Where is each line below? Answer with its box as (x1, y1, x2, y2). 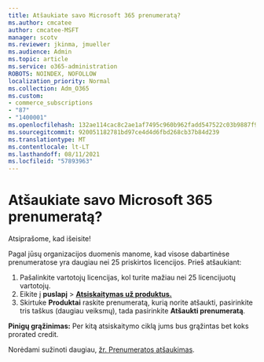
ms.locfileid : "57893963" (8, 158, 93, 166)
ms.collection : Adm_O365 (8, 84, 90, 93)
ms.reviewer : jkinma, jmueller (8, 41, 111, 49)
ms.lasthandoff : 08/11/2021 (8, 150, 101, 158)
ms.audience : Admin (8, 48, 72, 56)
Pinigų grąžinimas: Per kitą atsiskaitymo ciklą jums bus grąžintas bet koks (8, 321, 249, 331)
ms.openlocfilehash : (8, 121, 76, 129)
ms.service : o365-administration (8, 63, 118, 71)
